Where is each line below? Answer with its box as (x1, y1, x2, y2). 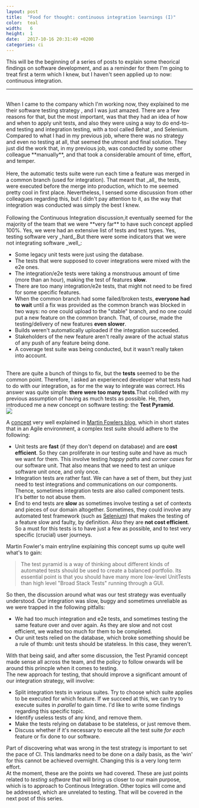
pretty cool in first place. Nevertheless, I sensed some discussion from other (6, 188, 193, 196)
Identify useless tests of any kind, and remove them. (14, 714, 143, 721)
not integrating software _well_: (6, 239, 82, 247)
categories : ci (6, 42, 44, 48)
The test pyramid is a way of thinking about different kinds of (20, 560, 170, 567)
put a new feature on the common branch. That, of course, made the (14, 314, 182, 321)
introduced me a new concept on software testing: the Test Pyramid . (6, 401, 175, 408)
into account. (14, 352, 47, 359)
